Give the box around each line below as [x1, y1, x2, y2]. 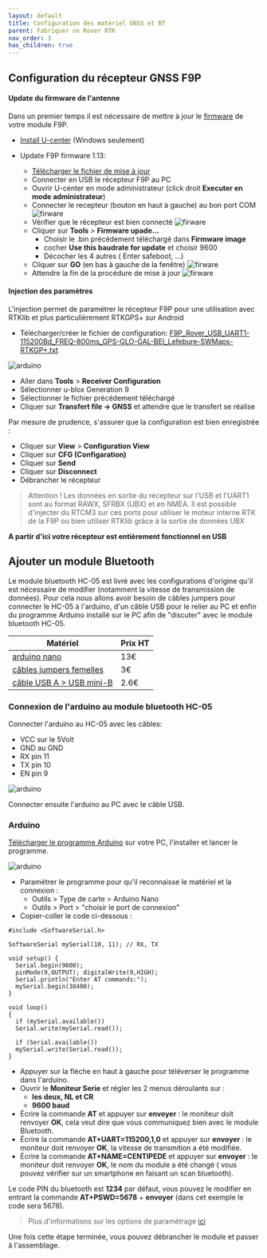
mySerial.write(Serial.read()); [15, 1045, 124, 1054]
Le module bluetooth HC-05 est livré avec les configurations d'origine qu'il [8, 576, 253, 585]
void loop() [8, 1004, 48, 1012]
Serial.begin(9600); [15, 961, 84, 970]
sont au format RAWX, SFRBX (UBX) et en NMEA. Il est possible [27, 499, 237, 509]
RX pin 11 [19, 752, 49, 761]
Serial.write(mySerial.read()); [15, 1024, 124, 1032]
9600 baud [31, 1100, 70, 1110]
